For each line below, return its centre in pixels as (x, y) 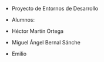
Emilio (19, 54)
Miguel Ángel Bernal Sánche (46, 42)
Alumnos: (23, 20)
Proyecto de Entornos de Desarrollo (55, 8)
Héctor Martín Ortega (37, 31)
